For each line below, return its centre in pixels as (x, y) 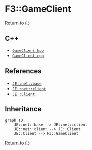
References (23, 71)
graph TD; (15, 121)
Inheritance (23, 109)
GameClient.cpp (28, 56)
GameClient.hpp (28, 50)
